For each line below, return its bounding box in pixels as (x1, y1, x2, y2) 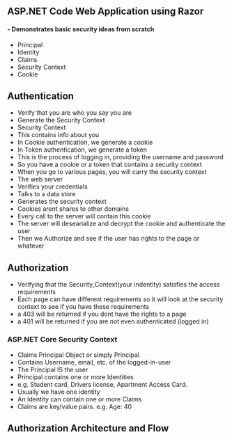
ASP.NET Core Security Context (7, 335, 118, 344)
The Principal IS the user (17, 365, 88, 374)
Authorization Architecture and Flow (7, 422, 169, 434)
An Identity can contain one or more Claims (17, 394, 142, 403)
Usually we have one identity (17, 388, 101, 396)
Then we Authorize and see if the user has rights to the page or (17, 234, 200, 243)
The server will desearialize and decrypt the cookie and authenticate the (17, 219, 226, 228)
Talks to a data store (17, 190, 76, 198)
